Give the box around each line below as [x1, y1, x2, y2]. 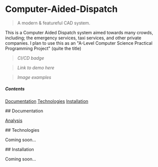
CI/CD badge [17, 55, 45, 61]
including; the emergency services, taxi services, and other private [5, 35, 142, 41]
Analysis [5, 117, 23, 123]
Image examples [17, 74, 52, 80]
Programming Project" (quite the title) [5, 45, 82, 51]
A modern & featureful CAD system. [17, 20, 91, 26]
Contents [5, 85, 25, 91]
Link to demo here [17, 65, 54, 71]
